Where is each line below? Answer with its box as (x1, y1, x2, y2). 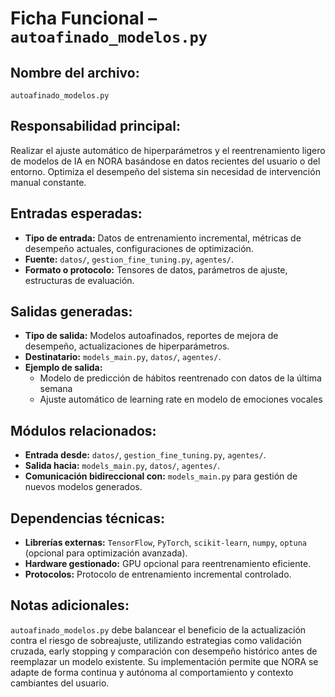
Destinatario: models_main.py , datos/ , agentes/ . (24, 351, 222, 363)
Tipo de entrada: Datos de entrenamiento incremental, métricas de (24, 232, 302, 244)
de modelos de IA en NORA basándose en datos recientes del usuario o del (10, 155, 321, 167)
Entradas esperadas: (10, 205, 143, 222)
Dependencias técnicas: (10, 510, 165, 527)
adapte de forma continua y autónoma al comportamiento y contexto (10, 666, 294, 678)
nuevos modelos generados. (24, 481, 143, 493)
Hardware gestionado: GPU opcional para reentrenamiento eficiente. (24, 558, 312, 570)
